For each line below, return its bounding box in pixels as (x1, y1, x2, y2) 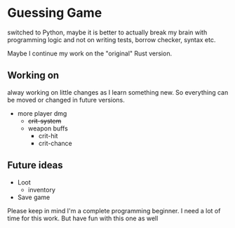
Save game (17, 193, 51, 201)
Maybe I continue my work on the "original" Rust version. (7, 49, 173, 58)
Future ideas (7, 159, 63, 171)
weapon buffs (27, 124, 68, 133)
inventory (27, 185, 56, 194)
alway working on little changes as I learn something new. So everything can (7, 88, 229, 96)
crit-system (27, 116, 62, 125)
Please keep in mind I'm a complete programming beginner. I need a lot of (7, 206, 221, 215)
